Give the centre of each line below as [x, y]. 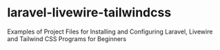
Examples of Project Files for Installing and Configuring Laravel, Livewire [110, 32]
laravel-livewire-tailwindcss [89, 13]
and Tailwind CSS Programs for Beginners [67, 38]
